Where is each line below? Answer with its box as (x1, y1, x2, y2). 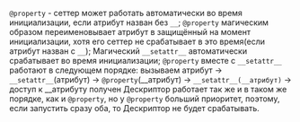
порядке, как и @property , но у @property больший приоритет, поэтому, (9, 93, 280, 104)
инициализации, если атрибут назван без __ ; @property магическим (9, 17, 269, 28)
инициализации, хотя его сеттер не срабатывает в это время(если (9, 36, 265, 47)
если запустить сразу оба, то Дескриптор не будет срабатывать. (9, 103, 260, 113)
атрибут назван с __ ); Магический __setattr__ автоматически (9, 46, 248, 57)
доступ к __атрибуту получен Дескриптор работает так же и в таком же (9, 84, 287, 94)
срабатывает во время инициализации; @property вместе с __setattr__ (9, 56, 283, 65)
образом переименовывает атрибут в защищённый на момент (9, 27, 251, 37)
